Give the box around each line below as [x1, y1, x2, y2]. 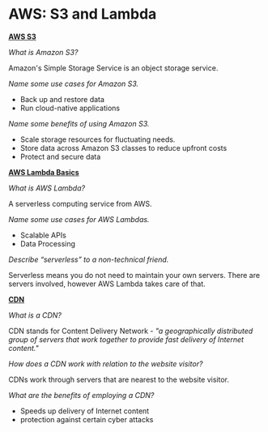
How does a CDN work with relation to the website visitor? [8, 358, 203, 369]
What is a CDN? [8, 310, 62, 320]
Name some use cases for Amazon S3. [8, 79, 139, 88]
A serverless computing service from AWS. [8, 199, 152, 208]
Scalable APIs [19, 230, 66, 240]
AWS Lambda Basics [8, 167, 79, 177]
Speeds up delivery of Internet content [19, 406, 150, 416]
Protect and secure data [19, 152, 101, 161]
